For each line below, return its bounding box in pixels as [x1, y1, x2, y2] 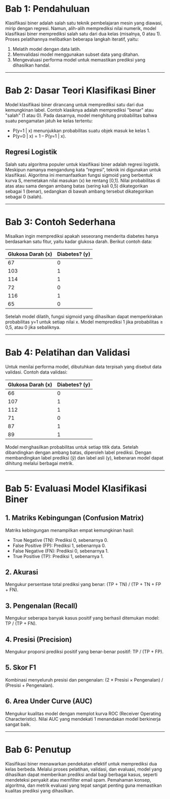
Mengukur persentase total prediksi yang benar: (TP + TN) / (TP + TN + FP [5, 581, 161, 588]
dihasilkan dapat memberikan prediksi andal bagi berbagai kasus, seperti [5, 771, 158, 778]
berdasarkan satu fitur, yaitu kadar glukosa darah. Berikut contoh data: [5, 238, 152, 244]
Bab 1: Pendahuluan [5, 3, 90, 15]
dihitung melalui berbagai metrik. [5, 460, 74, 466]
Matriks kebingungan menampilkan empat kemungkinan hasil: [5, 527, 134, 533]
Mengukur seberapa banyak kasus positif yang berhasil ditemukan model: [5, 615, 159, 621]
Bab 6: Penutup [5, 744, 72, 755]
